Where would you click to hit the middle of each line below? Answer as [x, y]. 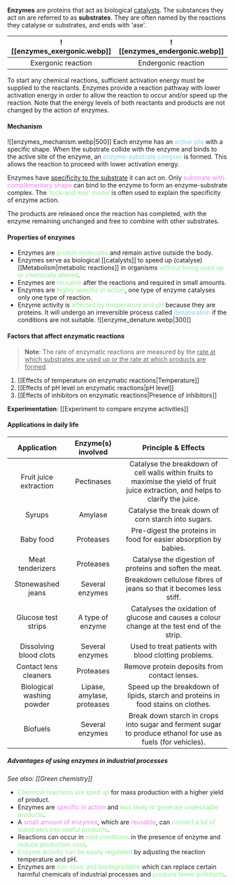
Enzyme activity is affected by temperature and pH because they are [116, 305]
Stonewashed [37, 584]
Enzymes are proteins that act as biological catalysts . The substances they [115, 10]
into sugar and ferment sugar [173, 724]
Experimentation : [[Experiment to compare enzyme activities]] [98, 408]
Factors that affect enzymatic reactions [66, 336]
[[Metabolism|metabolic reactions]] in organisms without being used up [120, 268]
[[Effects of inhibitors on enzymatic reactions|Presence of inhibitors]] [117, 395]
